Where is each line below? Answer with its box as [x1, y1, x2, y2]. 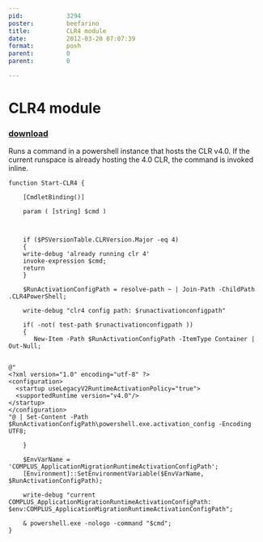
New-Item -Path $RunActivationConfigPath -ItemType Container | [33, 335, 255, 344]
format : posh [8, 42, 82, 50]
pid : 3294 [8, 11, 82, 20]
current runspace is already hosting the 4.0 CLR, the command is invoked [8, 155, 253, 164]
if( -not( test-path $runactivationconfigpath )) [23, 321, 194, 329]
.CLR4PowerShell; [8, 292, 67, 301]
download [8, 127, 49, 139]
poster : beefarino [8, 19, 100, 28]
